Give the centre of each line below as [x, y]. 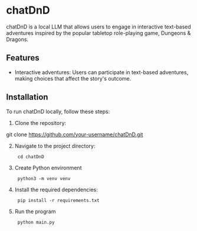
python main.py [36, 222]
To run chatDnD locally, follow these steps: [58, 111]
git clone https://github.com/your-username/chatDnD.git [75, 134]
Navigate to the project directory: [55, 146]
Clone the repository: [40, 123]
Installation [27, 97]
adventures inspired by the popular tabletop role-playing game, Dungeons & [98, 33]
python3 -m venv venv [44, 178]
